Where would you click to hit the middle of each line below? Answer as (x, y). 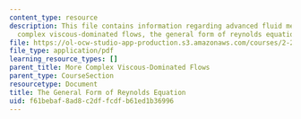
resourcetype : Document (54, 84)
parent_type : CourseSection (62, 76)
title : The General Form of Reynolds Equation (98, 92)
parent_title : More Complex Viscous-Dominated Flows (110, 68)
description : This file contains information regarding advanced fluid (146, 26)
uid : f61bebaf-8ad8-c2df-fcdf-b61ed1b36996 (92, 101)
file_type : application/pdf (62, 51)
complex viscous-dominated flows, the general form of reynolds (140, 34)
